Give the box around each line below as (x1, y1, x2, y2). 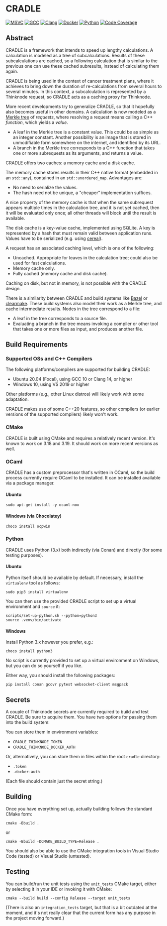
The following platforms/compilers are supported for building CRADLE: (5, 366, 151, 372)
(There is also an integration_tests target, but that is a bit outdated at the (5, 904, 158, 910)
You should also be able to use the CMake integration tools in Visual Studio (5, 847, 159, 854)
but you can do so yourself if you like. (5, 663, 83, 669)
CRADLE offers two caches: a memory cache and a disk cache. (5, 160, 136, 166)
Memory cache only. (12, 265, 55, 271)
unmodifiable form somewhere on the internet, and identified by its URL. (12, 139, 161, 145)
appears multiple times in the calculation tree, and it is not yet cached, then (5, 205, 160, 211)
